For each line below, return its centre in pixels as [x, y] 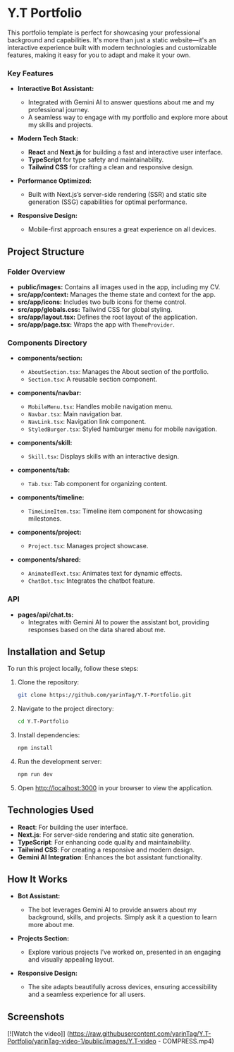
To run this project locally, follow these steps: [73, 669]
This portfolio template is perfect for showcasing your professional [104, 32]
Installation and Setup [56, 652]
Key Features [31, 73]
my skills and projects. [61, 125]
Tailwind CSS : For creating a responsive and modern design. [106, 850]
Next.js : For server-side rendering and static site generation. [106, 835]
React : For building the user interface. [73, 827]
